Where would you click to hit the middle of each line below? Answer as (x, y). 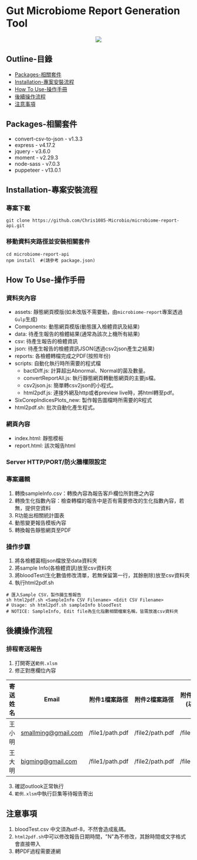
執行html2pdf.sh (34, 583)
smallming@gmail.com (52, 732)
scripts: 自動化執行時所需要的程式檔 (58, 363)
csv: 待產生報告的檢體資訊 (46, 342)
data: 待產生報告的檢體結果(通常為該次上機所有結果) (77, 334)
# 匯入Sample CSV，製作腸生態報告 (44, 595)
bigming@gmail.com (49, 761)
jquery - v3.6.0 (33, 151)
